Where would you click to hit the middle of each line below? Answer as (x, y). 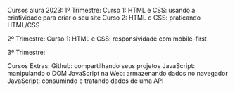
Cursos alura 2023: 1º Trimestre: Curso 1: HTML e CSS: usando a (101, 10)
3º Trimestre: (26, 52)
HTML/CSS (24, 25)
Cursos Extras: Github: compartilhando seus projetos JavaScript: (101, 66)
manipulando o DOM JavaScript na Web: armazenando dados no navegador (118, 73)
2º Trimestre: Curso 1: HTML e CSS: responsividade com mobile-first (107, 39)
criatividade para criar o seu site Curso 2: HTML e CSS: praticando (104, 18)
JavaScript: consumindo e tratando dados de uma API (85, 81)
